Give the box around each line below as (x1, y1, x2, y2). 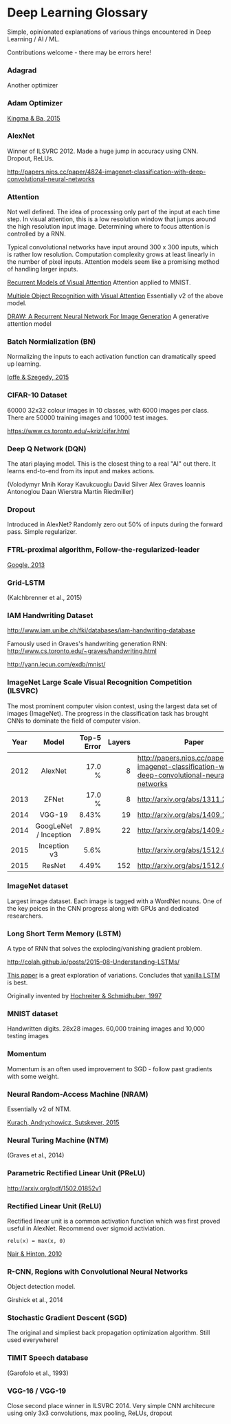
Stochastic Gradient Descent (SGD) (7, 1313, 128, 1323)
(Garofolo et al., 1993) (7, 1369, 69, 1377)
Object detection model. (7, 1283, 76, 1291)
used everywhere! (7, 1336, 58, 1344)
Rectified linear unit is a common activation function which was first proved (7, 1217, 221, 1225)
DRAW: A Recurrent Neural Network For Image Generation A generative (7, 312, 210, 321)
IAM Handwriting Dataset (7, 610, 93, 620)
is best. (7, 978, 28, 987)
